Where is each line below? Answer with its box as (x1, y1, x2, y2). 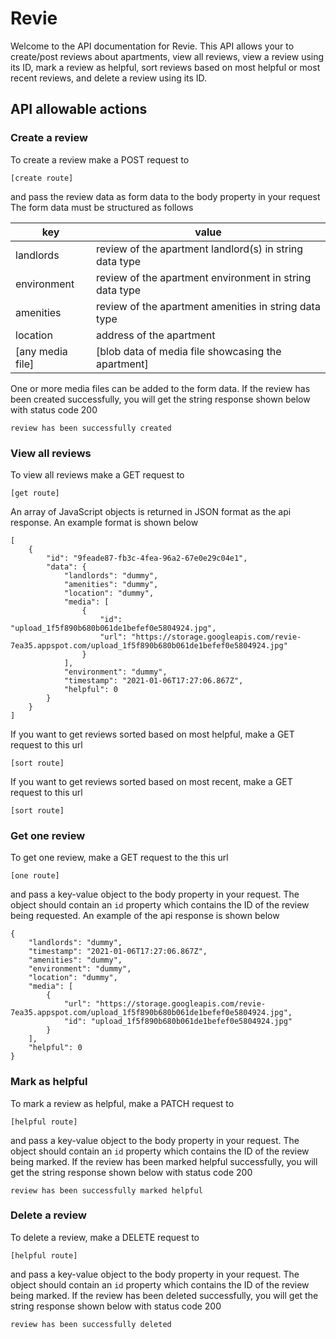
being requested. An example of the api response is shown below (10, 910, 280, 922)
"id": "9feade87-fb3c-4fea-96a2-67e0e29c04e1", (46, 553, 248, 563)
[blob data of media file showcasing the (96, 344, 282, 358)
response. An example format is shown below (10, 516, 199, 528)
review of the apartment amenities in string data (96, 299, 321, 313)
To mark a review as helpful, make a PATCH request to (10, 1097, 235, 1109)
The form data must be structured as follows (10, 201, 194, 213)
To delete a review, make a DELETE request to (10, 1231, 200, 1243)
